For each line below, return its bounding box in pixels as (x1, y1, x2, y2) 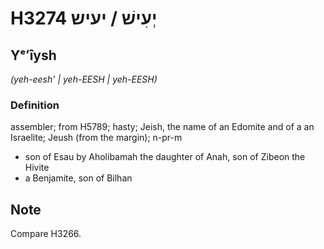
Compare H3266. (10, 228, 82, 240)
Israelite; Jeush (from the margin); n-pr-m (10, 132, 183, 144)
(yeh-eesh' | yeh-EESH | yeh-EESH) (10, 73, 158, 85)
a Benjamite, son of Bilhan (24, 172, 133, 184)
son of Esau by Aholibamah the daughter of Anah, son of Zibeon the (24, 151, 306, 163)
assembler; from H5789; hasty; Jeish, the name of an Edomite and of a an (10, 121, 315, 133)
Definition (10, 98, 60, 112)
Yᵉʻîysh (10, 47, 57, 64)
